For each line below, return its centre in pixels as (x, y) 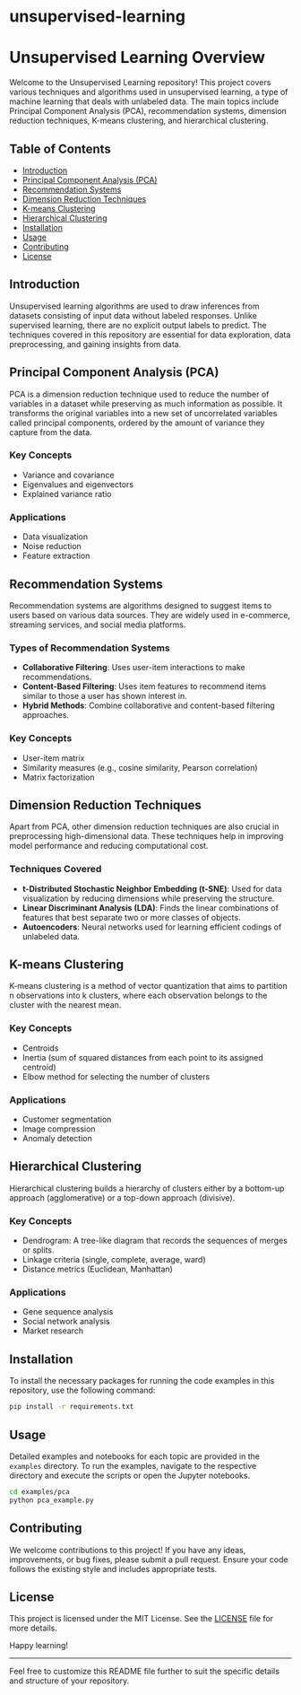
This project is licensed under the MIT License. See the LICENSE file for (142, 1619)
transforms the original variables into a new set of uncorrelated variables (143, 413)
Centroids (40, 1048)
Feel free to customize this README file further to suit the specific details (145, 1672)
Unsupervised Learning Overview (138, 58)
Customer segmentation (67, 1120)
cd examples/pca (39, 1491)
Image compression (59, 1129)
